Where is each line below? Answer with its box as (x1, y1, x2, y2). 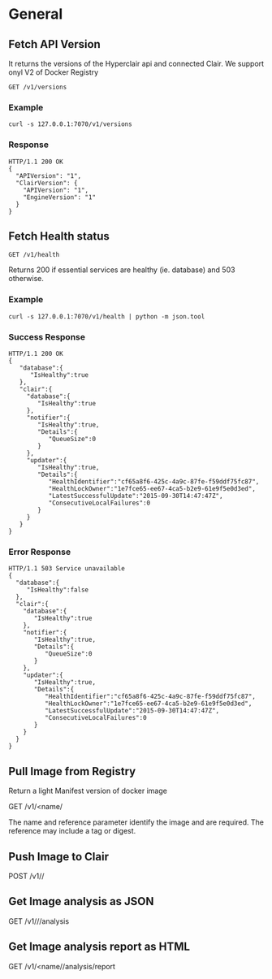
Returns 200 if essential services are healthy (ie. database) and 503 (8, 265, 235, 275)
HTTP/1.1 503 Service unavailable (8, 565, 126, 573)
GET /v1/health (8, 251, 60, 259)
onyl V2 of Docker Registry (8, 67, 99, 77)
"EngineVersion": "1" (23, 193, 96, 201)
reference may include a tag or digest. (8, 826, 136, 836)
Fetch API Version (8, 37, 101, 51)
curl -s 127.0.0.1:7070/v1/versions (8, 120, 132, 128)
